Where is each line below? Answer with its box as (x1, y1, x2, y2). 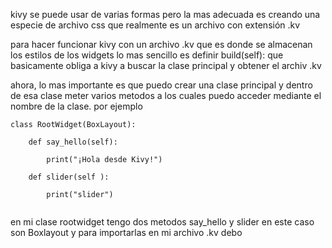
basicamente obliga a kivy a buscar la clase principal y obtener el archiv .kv (10, 60, 322, 71)
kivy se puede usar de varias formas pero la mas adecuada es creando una (10, 9, 321, 20)
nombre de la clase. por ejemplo (10, 100, 143, 112)
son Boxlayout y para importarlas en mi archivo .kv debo (10, 227, 243, 238)
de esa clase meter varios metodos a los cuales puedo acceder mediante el (10, 90, 322, 101)
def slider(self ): (28, 172, 110, 182)
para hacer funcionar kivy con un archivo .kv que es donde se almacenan (10, 39, 313, 50)
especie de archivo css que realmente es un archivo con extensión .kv (10, 19, 301, 31)
